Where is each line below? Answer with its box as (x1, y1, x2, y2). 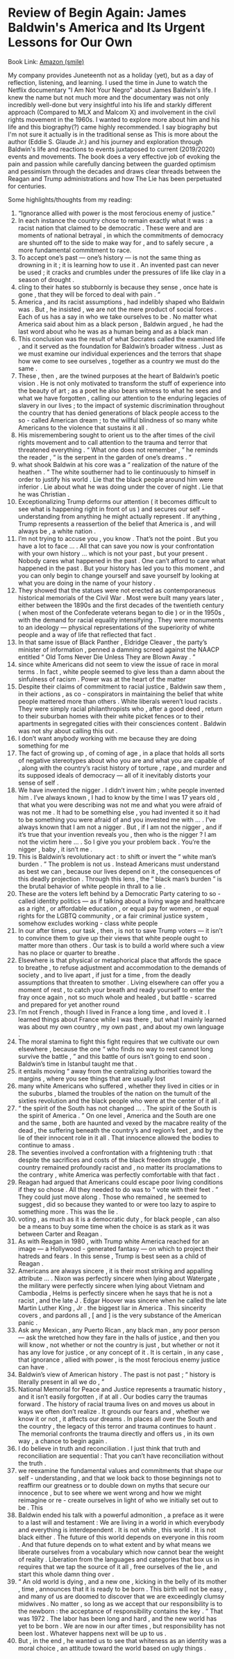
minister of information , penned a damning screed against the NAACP (17, 645, 219, 654)
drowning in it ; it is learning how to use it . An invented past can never (17, 260, 219, 269)
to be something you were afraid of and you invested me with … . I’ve (17, 815, 216, 824)
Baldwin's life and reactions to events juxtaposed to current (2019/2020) (8, 145, 215, 153)
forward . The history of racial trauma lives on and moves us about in (17, 1399, 215, 1408)
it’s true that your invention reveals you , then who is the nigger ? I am (17, 830, 217, 838)
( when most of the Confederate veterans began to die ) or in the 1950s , (17, 608, 225, 617)
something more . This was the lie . (17, 1207, 119, 1216)
